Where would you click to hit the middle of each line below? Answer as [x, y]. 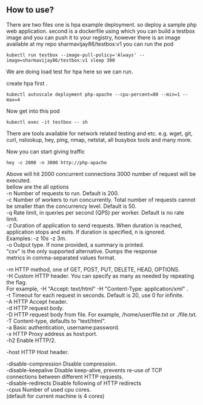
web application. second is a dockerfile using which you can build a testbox [101, 31]
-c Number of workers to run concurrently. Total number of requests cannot [101, 199]
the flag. [17, 282]
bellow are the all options [38, 187]
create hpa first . [27, 83]
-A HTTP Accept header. [37, 301]
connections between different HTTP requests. [65, 377]
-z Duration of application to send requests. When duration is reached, [95, 225]
